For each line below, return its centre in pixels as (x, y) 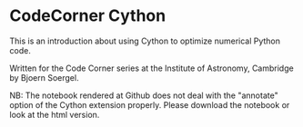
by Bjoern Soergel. (44, 77)
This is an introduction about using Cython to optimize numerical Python (145, 41)
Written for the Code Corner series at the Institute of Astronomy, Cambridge (151, 68)
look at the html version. (55, 114)
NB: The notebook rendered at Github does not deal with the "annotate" (144, 95)
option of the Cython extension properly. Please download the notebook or (150, 104)
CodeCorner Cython (88, 16)
